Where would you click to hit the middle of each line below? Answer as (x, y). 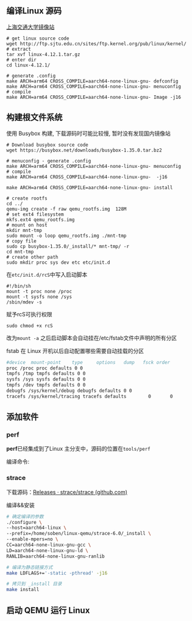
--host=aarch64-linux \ (37, 528)
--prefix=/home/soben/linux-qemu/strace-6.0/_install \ (79, 534)
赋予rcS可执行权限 (30, 314)
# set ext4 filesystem (35, 214)
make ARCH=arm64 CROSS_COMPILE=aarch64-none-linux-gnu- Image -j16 (94, 97)
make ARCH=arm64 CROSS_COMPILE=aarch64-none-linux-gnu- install (90, 187)
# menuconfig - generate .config (49, 161)
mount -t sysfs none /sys (39, 297)
